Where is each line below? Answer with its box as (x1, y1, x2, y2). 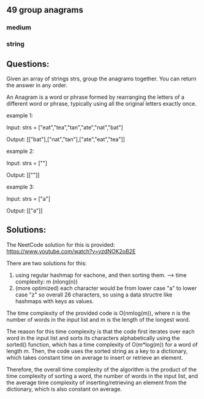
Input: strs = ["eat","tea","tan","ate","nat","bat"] (6, 124, 124, 131)
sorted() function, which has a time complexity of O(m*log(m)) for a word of (6, 341, 198, 348)
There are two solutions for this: (6, 259, 87, 266)
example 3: (6, 184, 35, 191)
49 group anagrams (6, 5, 84, 15)
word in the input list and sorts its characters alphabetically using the (6, 334, 180, 341)
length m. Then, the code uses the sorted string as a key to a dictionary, (6, 347, 188, 355)
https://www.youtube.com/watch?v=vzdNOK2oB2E (6, 247, 136, 255)
